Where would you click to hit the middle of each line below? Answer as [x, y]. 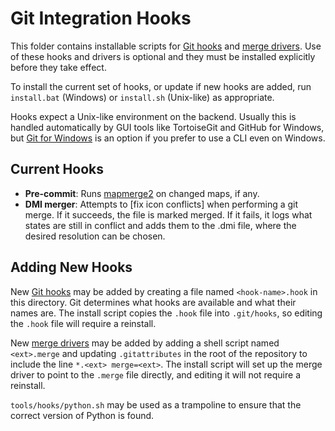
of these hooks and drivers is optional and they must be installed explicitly [163, 56]
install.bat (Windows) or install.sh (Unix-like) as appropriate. [142, 97]
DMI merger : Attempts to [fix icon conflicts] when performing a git [161, 204]
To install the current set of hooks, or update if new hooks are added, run [161, 86]
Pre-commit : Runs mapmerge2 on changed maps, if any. [142, 193]
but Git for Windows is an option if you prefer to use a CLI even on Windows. [168, 138]
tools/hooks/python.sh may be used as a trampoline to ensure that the [156, 404]
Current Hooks [57, 169]
